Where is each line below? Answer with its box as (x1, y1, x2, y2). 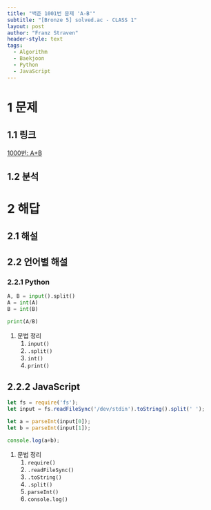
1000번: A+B (7, 149, 43, 157)
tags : (7, 42, 23, 49)
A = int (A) (7, 299, 39, 307)
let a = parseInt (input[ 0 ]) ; (7, 418, 91, 425)
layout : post (7, 23, 45, 30)
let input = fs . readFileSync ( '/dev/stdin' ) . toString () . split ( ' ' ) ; (7, 406, 205, 413)
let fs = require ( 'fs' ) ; (7, 399, 79, 407)
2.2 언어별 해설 (7, 256, 68, 267)
